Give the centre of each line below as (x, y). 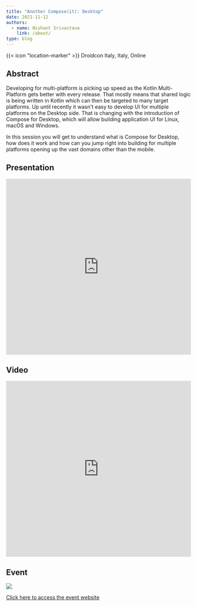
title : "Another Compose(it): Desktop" (55, 11)
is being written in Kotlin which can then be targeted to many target (87, 100)
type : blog (19, 39)
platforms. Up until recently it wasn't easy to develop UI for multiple (87, 107)
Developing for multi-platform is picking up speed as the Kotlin (81, 88)
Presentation (30, 168)
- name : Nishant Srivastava (46, 28)
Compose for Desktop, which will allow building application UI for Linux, (93, 119)
